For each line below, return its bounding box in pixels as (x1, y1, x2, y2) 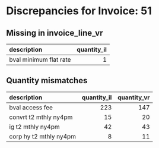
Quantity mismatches (6, 75, 88, 86)
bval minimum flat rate (9, 55, 71, 64)
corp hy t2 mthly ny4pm (9, 132, 76, 140)
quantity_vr (117, 93, 150, 102)
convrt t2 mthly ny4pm (9, 113, 73, 121)
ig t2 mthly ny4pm (9, 122, 61, 131)
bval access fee (9, 103, 53, 111)
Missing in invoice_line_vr (6, 28, 103, 38)
